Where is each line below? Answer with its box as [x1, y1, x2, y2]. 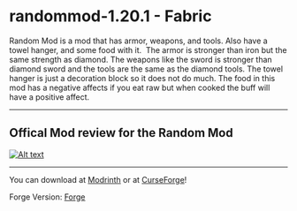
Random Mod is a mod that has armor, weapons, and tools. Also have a [9, 35, 268, 46]
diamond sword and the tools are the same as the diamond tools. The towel [9, 64, 284, 74]
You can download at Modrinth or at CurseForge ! [9, 174, 187, 185]
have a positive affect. [9, 91, 90, 102]
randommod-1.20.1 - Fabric [9, 6, 212, 26]
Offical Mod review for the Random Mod [9, 125, 233, 140]
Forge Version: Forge [9, 192, 86, 202]
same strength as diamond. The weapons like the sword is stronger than [9, 54, 272, 64]
